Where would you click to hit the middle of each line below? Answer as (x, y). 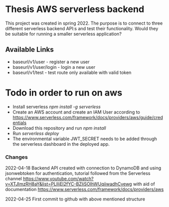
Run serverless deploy (36, 133)
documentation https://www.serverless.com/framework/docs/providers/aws (84, 189)
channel (14, 178)
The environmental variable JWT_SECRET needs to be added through (85, 139)
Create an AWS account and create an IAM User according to (76, 112)
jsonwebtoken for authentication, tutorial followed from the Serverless (78, 173)
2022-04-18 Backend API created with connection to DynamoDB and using (83, 168)
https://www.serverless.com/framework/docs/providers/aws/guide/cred (88, 117)
